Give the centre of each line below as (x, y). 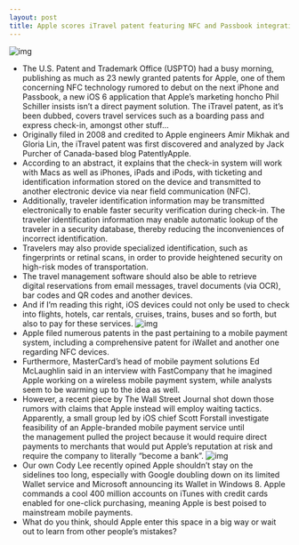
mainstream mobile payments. (77, 512)
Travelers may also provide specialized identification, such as (135, 248)
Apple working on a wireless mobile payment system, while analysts (147, 380)
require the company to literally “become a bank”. (113, 455)
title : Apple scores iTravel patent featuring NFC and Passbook (131, 26)
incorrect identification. (65, 238)
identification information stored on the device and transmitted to (141, 181)
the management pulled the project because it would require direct (144, 437)
